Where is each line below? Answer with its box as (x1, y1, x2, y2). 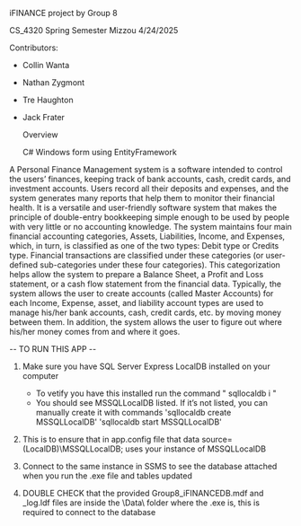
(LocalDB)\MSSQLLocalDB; (22, 443, 124, 454)
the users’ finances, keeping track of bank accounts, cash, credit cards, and (9, 174, 291, 184)
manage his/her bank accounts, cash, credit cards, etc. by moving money (9, 307, 281, 318)
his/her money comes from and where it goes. (9, 327, 181, 337)
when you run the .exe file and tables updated (22, 470, 193, 481)
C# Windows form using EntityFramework (22, 147, 177, 157)
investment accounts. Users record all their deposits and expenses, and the (9, 183, 289, 194)
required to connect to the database (22, 507, 156, 517)
